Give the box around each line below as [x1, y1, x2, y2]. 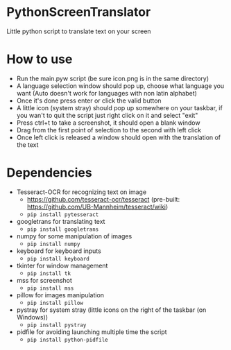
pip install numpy [26, 240, 80, 247]
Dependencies [6, 165, 92, 181]
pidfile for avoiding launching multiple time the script [16, 327, 167, 336]
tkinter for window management [16, 261, 108, 270]
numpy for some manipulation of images [16, 231, 132, 240]
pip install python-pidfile [26, 336, 108, 343]
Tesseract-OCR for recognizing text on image [16, 188, 147, 196]
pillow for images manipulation [16, 290, 105, 299]
